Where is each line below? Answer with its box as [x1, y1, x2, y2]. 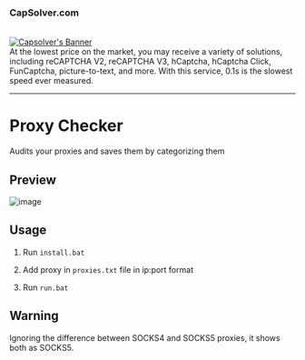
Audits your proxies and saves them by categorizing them [9, 145, 225, 156]
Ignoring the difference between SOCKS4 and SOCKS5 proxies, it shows [9, 332, 280, 343]
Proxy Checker [9, 115, 124, 136]
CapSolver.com [9, 6, 80, 19]
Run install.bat [22, 246, 85, 257]
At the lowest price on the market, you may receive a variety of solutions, [9, 46, 283, 57]
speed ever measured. [9, 75, 93, 86]
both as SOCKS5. [9, 342, 74, 353]
